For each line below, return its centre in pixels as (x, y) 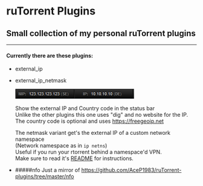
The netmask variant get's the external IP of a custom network (93, 133)
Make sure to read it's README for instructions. (74, 158)
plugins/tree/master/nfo (44, 176)
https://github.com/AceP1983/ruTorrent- (131, 170)
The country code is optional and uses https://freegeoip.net (89, 121)
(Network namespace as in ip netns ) (61, 146)
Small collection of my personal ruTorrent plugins (101, 33)
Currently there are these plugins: (50, 55)
